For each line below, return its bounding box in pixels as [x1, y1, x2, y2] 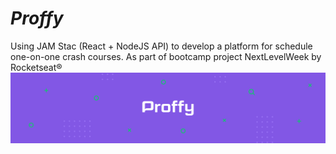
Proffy [10, 7, 64, 30]
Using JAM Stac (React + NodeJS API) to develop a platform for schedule [10, 40, 313, 52]
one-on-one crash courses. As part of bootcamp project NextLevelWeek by [10, 50, 322, 62]
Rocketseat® [10, 61, 63, 73]
